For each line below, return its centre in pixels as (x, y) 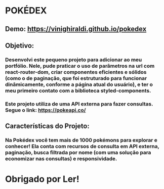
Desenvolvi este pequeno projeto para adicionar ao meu (74, 59)
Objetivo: (20, 45)
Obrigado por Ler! (42, 179)
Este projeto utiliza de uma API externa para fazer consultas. (79, 104)
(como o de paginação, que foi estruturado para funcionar (76, 78)
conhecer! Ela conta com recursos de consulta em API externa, (82, 146)
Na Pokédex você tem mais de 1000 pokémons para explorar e (81, 140)
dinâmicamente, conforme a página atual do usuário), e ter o (79, 84)
